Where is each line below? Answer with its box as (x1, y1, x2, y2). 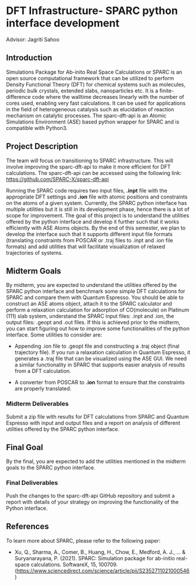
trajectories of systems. (6, 249, 63, 256)
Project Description (6, 142, 78, 152)
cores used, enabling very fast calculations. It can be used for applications (6, 100, 186, 107)
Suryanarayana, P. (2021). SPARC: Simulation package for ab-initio (14, 554, 176, 561)
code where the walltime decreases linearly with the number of (32, 93, 184, 100)
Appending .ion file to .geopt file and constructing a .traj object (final (14, 342, 180, 349)
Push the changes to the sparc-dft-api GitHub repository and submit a (6, 492, 175, 499)
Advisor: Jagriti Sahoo (6, 36, 60, 43)
